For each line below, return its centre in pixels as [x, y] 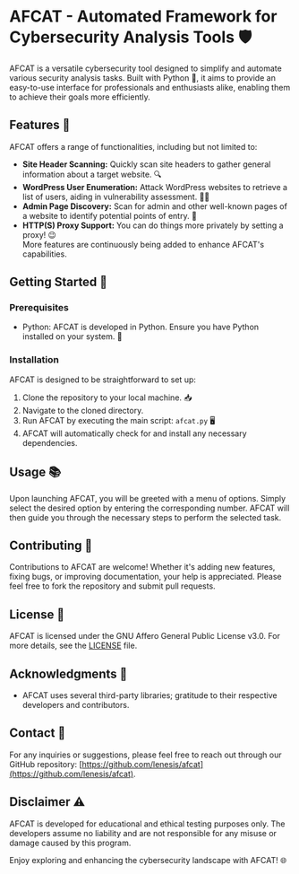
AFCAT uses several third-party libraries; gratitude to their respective [149, 695]
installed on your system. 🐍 [72, 336]
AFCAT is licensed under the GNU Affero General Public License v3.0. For [145, 636]
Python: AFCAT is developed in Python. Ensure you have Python [141, 327]
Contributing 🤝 [51, 545]
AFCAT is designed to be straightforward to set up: [103, 380]
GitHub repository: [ [46, 764]
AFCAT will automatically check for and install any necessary [135, 433]
